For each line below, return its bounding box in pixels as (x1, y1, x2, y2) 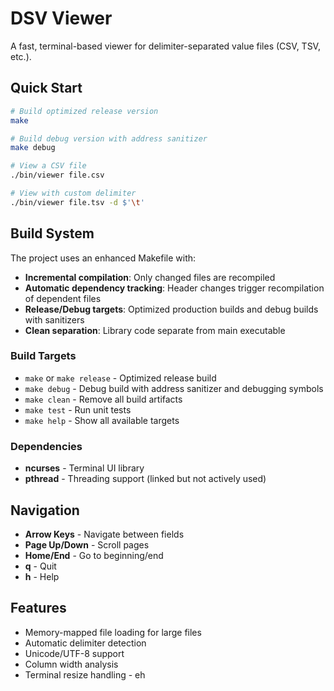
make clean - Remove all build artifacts (24, 393, 183, 405)
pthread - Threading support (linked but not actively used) (24, 473, 267, 485)
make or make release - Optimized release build (24, 372, 217, 384)
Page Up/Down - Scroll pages (24, 538, 150, 551)
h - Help (24, 570, 60, 582)
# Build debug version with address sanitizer (10, 133, 208, 144)
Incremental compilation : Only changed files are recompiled (24, 271, 276, 283)
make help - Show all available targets (24, 414, 180, 426)
